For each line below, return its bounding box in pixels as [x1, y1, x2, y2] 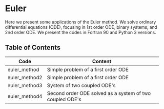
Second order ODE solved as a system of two [47, 90, 151, 96]
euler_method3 [7, 82, 42, 89]
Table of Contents [5, 43, 61, 52]
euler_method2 [7, 74, 42, 81]
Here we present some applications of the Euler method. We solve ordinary [5, 19, 156, 25]
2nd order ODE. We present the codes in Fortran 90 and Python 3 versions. [5, 29, 156, 35]
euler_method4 [7, 93, 42, 100]
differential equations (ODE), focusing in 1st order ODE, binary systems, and [5, 24, 158, 30]
